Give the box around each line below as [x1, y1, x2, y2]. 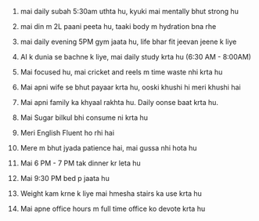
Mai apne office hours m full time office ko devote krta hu [20, 204, 206, 213]
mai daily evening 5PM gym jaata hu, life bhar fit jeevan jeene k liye [20, 37, 237, 46]
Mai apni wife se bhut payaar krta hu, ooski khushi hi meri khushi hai [20, 82, 241, 92]
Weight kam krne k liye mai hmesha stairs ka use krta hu [20, 189, 203, 198]
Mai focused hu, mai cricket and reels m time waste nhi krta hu [20, 67, 223, 77]
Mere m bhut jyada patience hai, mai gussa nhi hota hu [20, 143, 198, 152]
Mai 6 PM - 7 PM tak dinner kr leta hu [20, 158, 141, 168]
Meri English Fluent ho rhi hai [20, 129, 115, 137]
